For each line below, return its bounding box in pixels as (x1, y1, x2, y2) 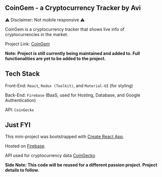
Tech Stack (5, 70, 40, 78)
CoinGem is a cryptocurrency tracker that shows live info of (5, 26, 125, 32)
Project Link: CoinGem (5, 41, 50, 47)
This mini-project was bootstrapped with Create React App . (5, 134, 125, 139)
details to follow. (5, 167, 39, 173)
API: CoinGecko (5, 107, 34, 113)
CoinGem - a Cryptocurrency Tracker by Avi (5, 4, 141, 12)
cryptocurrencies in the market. (5, 31, 69, 37)
